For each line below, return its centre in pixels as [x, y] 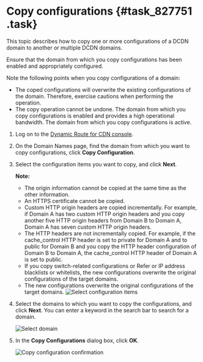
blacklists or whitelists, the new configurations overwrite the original [110, 272]
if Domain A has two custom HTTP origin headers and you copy [105, 214]
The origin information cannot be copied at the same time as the [105, 188]
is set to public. [43, 259]
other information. [47, 194]
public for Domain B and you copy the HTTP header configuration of [110, 246]
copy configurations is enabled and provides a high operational [95, 116]
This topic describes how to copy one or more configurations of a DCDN [98, 41]
